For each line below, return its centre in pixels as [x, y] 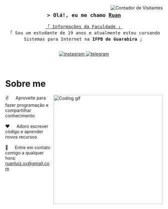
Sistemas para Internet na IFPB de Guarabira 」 [84, 39]
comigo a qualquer [24, 153]
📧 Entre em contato [28, 148]
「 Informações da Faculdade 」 [84, 27]
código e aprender [24, 132]
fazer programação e [27, 105]
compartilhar [18, 110]
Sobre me [25, 84]
